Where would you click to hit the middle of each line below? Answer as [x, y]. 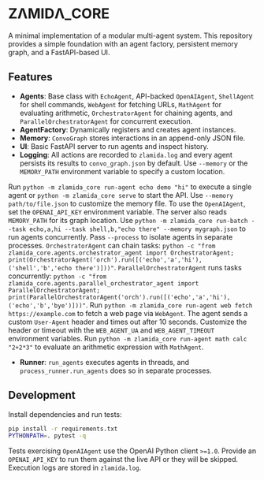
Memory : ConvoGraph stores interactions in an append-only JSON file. [132, 138]
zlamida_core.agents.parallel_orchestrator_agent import [104, 283]
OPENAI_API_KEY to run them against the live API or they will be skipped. [123, 460]
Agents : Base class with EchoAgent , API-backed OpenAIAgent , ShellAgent [137, 96]
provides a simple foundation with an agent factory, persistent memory [123, 43]
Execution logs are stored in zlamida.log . [75, 468]
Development [42, 395]
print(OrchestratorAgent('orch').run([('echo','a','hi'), [105, 260]
